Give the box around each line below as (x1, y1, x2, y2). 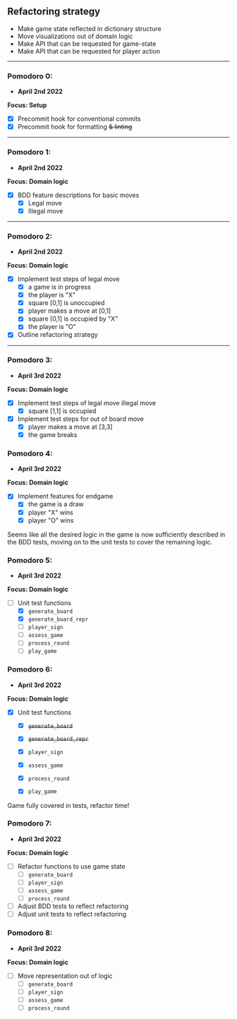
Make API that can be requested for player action (17, 47, 161, 55)
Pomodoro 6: (7, 665, 53, 674)
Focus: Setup (7, 101, 47, 109)
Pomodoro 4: (7, 448, 53, 458)
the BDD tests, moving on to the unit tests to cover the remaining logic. (7, 537, 213, 546)
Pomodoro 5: (7, 555, 53, 565)
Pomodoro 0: (7, 71, 53, 81)
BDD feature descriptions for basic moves (17, 191, 140, 199)
